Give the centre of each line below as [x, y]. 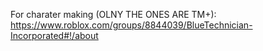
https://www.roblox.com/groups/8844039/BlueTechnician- [131, 25]
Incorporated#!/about [54, 35]
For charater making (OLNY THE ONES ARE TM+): [113, 14]
